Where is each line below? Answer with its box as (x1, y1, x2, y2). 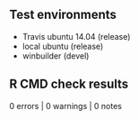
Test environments (9, 7, 117, 23)
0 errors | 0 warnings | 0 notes (9, 100, 123, 111)
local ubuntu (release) (22, 41, 104, 51)
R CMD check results (9, 77, 129, 92)
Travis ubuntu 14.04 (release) (22, 31, 131, 42)
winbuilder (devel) (22, 50, 90, 61)
